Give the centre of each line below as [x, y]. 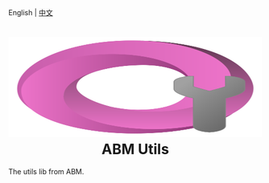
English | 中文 [31, 12]
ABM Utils [135, 150]
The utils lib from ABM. [46, 171]
